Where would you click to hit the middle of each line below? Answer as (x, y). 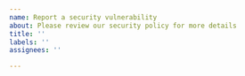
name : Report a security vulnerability (83, 17)
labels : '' (29, 42)
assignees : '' (36, 50)
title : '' (28, 34)
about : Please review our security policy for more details (123, 26)
